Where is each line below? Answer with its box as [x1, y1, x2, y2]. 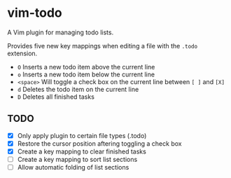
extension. [7, 49, 38, 57]
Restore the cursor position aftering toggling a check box [17, 139, 182, 148]
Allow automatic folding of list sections [17, 163, 129, 171]
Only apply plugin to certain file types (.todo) [17, 131, 147, 139]
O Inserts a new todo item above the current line [17, 62, 155, 71]
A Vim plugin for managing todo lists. [7, 28, 114, 36]
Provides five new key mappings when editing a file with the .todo [7, 41, 198, 50]
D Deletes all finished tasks [17, 93, 94, 101]
